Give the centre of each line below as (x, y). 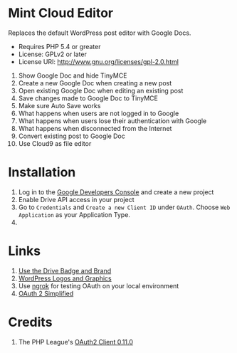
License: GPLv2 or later (53, 54)
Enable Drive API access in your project (76, 199)
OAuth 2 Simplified (46, 293)
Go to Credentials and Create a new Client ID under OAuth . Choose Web (124, 207)
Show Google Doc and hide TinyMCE (73, 75)
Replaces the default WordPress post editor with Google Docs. (100, 33)
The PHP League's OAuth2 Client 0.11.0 (76, 342)
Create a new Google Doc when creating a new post (95, 83)
